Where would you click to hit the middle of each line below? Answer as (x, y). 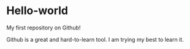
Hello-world (37, 11)
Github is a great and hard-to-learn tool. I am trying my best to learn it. (95, 39)
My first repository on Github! (44, 28)
